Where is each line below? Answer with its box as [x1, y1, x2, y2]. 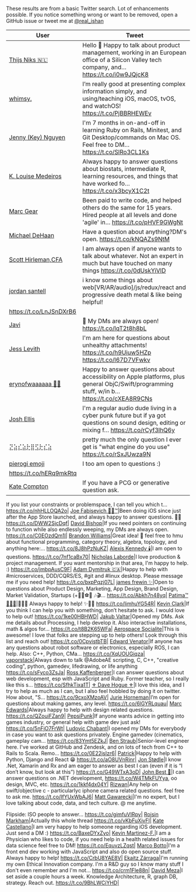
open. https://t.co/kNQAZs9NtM [82, 235, 170, 243]
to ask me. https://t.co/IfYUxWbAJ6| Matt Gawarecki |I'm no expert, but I [6, 793, 180, 800]
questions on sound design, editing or [82, 418, 186, 427]
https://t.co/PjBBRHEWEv [82, 109, 152, 117]
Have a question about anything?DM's [82, 228, 187, 236]
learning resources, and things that [82, 172, 178, 180]
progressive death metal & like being [82, 291, 183, 299]
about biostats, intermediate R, [82, 165, 166, 173]
